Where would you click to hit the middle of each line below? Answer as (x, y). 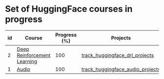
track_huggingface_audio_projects (121, 69)
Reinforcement (34, 55)
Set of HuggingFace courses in (69, 9)
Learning (27, 61)
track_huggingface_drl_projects (118, 55)
